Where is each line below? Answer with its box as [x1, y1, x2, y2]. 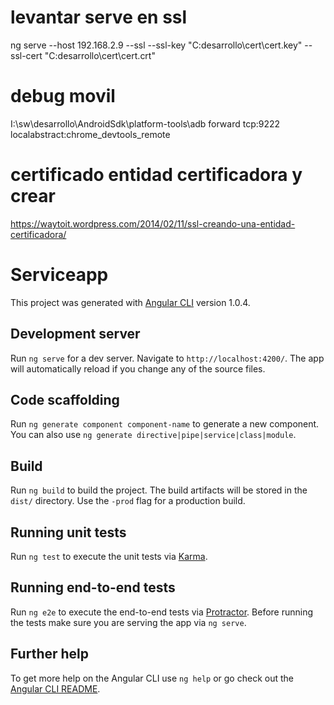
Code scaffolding [10, 391, 120, 408]
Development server [10, 326, 141, 343]
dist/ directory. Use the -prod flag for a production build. [10, 495, 246, 507]
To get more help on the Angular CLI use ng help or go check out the [10, 672, 294, 684]
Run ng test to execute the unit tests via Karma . [10, 551, 208, 562]
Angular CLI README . [10, 682, 101, 695]
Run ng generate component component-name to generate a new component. [10, 418, 320, 430]
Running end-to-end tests [10, 579, 176, 596]
